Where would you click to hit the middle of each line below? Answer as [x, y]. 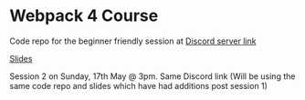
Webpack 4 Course [84, 16]
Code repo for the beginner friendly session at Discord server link [133, 41]
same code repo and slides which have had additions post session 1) [138, 85]
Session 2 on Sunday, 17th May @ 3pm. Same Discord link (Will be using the [152, 76]
